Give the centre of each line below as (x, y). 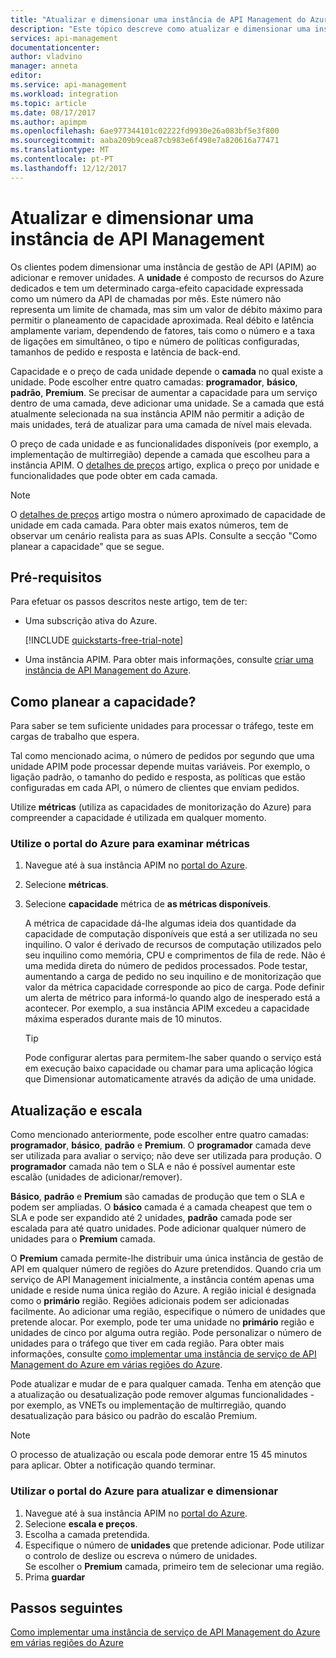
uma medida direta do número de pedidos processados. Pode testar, (166, 966)
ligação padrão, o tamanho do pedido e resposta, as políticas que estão (158, 777)
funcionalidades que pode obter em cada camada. (114, 475)
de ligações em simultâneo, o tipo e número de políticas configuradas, (155, 341)
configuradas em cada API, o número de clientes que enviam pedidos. (155, 788)
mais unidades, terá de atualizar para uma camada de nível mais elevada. (161, 424)
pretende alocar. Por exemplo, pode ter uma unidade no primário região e (162, 1322)
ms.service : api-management (69, 85)
